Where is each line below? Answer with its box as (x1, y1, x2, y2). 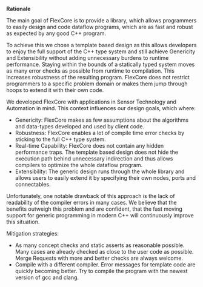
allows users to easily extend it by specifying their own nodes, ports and (15, 174, 196, 181)
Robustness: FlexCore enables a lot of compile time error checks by (15, 130, 185, 136)
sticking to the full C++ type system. (15, 136, 106, 143)
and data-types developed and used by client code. (15, 123, 144, 130)
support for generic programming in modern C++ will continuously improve (6, 212, 194, 219)
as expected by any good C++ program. (6, 30, 106, 37)
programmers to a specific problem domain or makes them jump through (6, 80, 188, 87)
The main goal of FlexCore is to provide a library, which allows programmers (6, 17, 197, 24)
